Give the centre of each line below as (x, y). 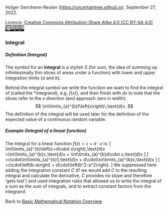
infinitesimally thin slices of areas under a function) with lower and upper (80, 72)
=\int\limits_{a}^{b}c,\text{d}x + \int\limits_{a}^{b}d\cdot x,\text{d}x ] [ (77, 154)
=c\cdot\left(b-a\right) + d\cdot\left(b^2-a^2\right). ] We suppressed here (81, 165)
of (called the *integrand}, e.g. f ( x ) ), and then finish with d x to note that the (83, 93)
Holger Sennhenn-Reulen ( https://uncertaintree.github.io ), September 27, (81, 7)
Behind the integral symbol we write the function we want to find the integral (84, 87)
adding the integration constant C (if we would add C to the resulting (76, 170)
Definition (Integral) (26, 54)
